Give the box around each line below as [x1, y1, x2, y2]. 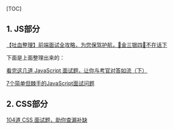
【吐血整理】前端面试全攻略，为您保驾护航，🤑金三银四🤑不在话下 [6, 41, 168, 48]
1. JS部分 [6, 24, 41, 34]
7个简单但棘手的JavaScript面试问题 [6, 80, 95, 87]
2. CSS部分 [6, 99, 49, 109]
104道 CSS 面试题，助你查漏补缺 [6, 116, 88, 123]
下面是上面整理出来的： [6, 54, 65, 61]
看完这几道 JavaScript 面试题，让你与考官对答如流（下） [6, 66, 148, 74]
